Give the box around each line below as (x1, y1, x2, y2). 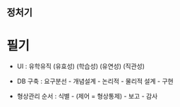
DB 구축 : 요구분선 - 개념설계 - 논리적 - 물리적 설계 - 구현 (16, 77, 174, 86)
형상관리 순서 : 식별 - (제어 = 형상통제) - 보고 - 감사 (16, 92, 158, 101)
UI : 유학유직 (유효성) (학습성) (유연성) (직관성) (16, 62, 145, 70)
